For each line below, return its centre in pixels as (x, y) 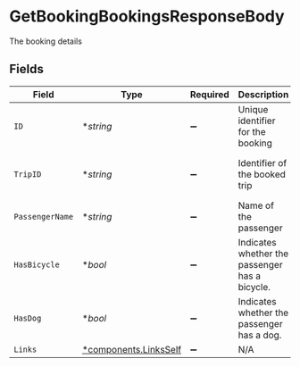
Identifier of (262, 163)
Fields (27, 69)
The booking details (46, 41)
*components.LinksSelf (131, 349)
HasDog (28, 318)
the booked (262, 174)
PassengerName (44, 217)
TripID (28, 174)
